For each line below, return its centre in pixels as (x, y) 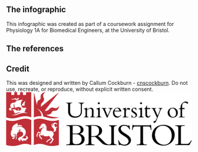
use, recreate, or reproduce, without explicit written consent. (80, 89)
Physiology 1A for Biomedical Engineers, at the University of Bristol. (88, 30)
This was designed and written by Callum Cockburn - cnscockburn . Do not (97, 83)
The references (35, 49)
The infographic (36, 10)
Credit (18, 69)
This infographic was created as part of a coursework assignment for (90, 24)
